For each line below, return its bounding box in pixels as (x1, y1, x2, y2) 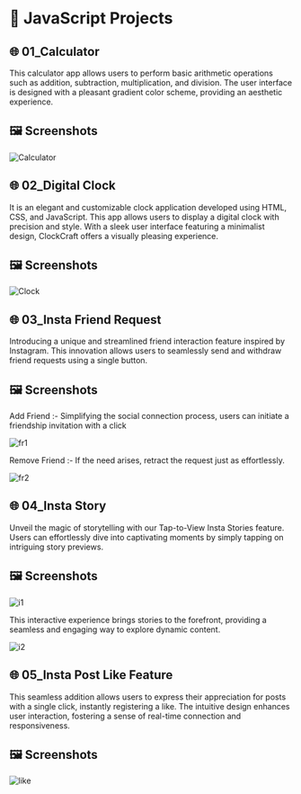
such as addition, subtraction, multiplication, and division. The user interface (9, 77, 293, 88)
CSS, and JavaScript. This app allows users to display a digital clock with (9, 211, 280, 222)
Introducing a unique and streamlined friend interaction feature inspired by (9, 336, 286, 347)
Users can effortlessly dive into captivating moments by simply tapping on (9, 531, 285, 542)
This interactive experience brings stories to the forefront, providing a (9, 614, 267, 625)
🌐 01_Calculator (9, 44, 101, 59)
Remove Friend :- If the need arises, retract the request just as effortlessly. (9, 455, 285, 466)
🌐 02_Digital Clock (9, 178, 116, 193)
